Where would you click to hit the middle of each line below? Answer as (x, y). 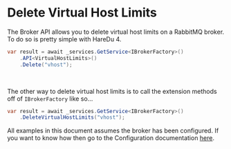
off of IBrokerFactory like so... (50, 99)
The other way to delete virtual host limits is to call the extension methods (112, 91)
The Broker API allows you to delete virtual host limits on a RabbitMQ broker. (116, 32)
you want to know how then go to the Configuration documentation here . (111, 138)
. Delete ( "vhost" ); (46, 64)
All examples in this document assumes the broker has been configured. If (113, 131)
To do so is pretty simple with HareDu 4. (64, 39)
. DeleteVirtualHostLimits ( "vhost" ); (73, 118)
